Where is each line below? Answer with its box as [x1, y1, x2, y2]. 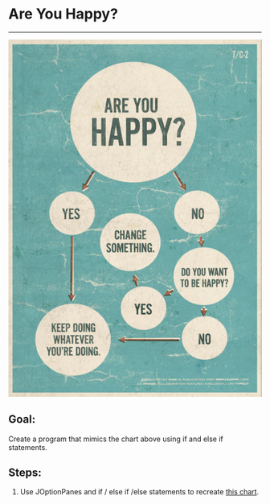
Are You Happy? [8, 5, 119, 23]
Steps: [8, 465, 42, 479]
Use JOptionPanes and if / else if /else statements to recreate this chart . [19, 487, 260, 497]
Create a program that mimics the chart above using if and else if [8, 434, 223, 444]
